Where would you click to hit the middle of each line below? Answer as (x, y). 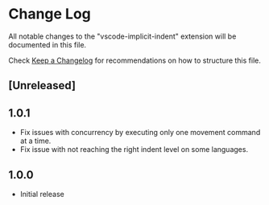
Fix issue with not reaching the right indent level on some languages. (134, 150)
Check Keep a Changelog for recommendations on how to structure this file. (135, 60)
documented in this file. (48, 44)
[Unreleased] (42, 86)
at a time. (35, 141)
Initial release (42, 194)
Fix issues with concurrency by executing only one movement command (140, 133)
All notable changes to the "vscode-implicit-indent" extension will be (122, 36)
